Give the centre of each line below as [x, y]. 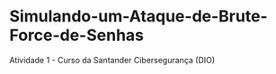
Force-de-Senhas [77, 35]
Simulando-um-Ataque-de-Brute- [138, 16]
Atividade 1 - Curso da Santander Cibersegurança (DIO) [112, 60]
